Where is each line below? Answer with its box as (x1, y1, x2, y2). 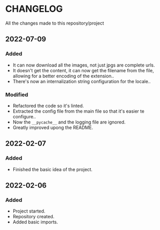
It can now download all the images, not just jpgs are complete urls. (12, 62, 155, 68)
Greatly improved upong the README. (12, 124, 94, 131)
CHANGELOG (5, 3, 63, 15)
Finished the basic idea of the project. (12, 166, 93, 172)
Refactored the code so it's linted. (12, 102, 84, 109)
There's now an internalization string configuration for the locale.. (12, 78, 151, 85)
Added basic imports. (12, 219, 58, 225)
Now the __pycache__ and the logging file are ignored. (12, 119, 126, 125)
